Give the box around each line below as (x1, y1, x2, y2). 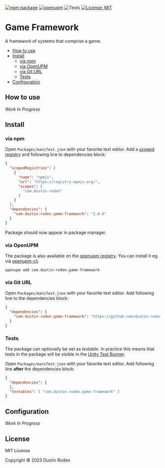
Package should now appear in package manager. (5, 229, 107, 235)
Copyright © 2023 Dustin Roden (5, 457, 71, 463)
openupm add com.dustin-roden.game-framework (5, 267, 100, 272)
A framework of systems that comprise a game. (5, 38, 102, 44)
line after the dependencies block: (5, 366, 75, 372)
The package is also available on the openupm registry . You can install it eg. (5, 253, 159, 259)
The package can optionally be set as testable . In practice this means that (5, 346, 155, 351)
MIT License (5, 447, 30, 453)
